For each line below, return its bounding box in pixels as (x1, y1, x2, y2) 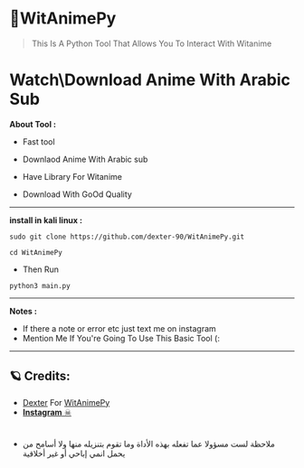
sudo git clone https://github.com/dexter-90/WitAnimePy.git (9, 232, 245, 241)
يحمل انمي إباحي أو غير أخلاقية (22, 447, 126, 459)
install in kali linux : (9, 214, 83, 225)
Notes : (9, 305, 38, 316)
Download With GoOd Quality (22, 189, 133, 200)
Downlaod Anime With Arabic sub (22, 154, 148, 164)
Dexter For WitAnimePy (22, 397, 110, 407)
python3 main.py (9, 281, 71, 290)
